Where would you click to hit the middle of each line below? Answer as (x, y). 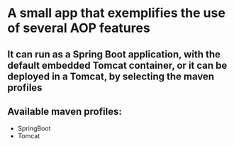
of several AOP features (79, 28)
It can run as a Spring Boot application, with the (114, 54)
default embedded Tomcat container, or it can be (117, 65)
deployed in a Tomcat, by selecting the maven (111, 76)
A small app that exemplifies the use (116, 13)
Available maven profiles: (65, 111)
